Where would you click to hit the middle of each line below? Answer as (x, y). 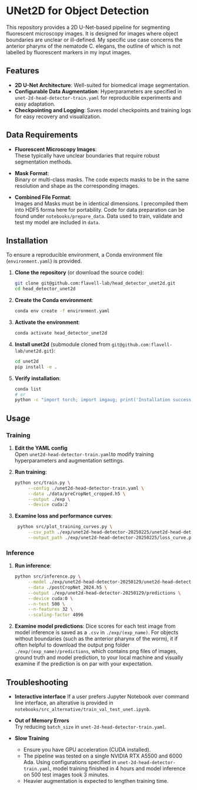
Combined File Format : (43, 197)
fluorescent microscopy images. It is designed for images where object (92, 33)
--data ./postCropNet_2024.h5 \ (68, 587)
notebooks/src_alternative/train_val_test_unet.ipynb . (83, 709)
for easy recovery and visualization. (58, 116)
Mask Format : (32, 173)
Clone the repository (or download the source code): (79, 273)
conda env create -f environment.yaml (62, 311)
